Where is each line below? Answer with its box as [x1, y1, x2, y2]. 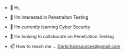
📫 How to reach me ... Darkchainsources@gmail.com [9, 44, 121, 49]
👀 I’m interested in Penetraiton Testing [9, 14, 88, 20]
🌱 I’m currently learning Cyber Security [9, 24, 90, 30]
